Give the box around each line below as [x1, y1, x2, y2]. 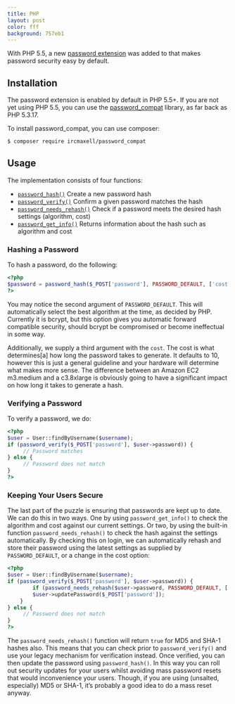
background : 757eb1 [7, 30, 65, 37]
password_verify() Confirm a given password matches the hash [17, 197, 203, 205]
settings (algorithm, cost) [17, 212, 91, 220]
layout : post [7, 17, 46, 24]
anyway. [7, 689, 32, 697]
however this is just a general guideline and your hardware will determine [7, 358, 220, 366]
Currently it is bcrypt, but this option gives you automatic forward [7, 314, 197, 324]
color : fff [7, 23, 39, 30]
